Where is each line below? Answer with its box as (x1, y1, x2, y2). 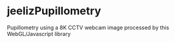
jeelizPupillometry (7, 4, 101, 18)
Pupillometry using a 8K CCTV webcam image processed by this (7, 24, 170, 31)
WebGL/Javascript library (7, 30, 71, 37)
